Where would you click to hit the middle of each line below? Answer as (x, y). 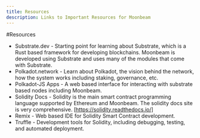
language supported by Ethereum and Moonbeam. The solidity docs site (104, 103)
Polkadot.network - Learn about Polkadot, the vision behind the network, (104, 71)
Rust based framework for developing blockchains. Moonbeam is (95, 52)
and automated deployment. (50, 128)
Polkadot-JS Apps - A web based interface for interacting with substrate (104, 84)
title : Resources (28, 12)
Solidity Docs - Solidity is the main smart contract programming (93, 97)
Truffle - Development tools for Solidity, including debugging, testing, (100, 122)
